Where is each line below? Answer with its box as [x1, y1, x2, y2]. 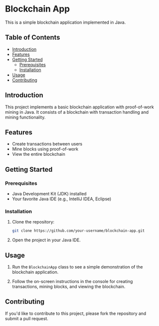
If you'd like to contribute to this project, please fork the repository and [5, 311, 146, 316]
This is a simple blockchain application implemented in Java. [5, 19, 126, 25]
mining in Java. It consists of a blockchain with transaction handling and [5, 109, 149, 115]
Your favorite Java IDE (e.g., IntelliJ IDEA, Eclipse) [12, 196, 111, 202]
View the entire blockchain [12, 151, 65, 157]
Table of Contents [5, 33, 61, 42]
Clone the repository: [12, 219, 55, 225]
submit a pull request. [5, 315, 48, 321]
